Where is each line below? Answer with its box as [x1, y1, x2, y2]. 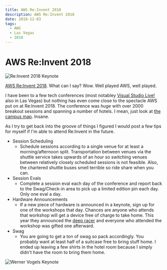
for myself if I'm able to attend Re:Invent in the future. [5, 128, 115, 135]
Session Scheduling [12, 138, 53, 144]
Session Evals [12, 175, 41, 181]
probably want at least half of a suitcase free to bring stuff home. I [19, 239, 156, 245]
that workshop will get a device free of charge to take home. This [19, 212, 154, 218]
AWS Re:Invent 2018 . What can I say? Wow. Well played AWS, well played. [5, 83, 157, 89]
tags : [5, 21, 16, 26]
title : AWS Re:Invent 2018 [5, 7, 61, 12]
